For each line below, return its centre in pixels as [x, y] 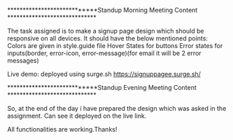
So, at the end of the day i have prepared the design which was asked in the [117, 108]
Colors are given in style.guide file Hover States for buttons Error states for [115, 46]
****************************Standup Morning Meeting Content [103, 10]
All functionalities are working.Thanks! [62, 129]
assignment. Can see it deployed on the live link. [77, 116]
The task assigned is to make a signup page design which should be [106, 31]
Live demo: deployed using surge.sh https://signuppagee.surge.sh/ [104, 74]
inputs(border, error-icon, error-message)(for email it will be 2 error [104, 53]
